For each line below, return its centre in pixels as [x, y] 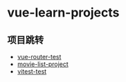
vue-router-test [39, 57]
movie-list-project [43, 64]
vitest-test [32, 71]
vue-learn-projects [63, 13]
